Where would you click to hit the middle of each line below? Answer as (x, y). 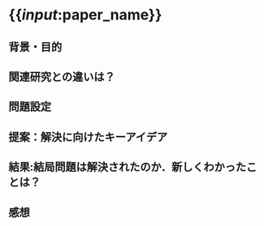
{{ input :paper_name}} (85, 15)
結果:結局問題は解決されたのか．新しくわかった (127, 167)
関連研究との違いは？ (62, 77)
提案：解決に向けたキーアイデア (88, 136)
